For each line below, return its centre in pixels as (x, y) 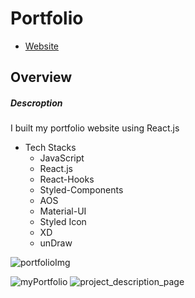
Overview (41, 77)
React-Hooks (67, 179)
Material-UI (63, 211)
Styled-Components (81, 190)
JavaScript (62, 158)
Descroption (36, 103)
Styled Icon (63, 222)
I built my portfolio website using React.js (95, 128)
